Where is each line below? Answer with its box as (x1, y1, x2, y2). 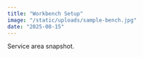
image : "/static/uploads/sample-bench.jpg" (7, 17, 137, 24)
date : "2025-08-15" (7, 23, 65, 30)
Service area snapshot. (7, 42, 75, 51)
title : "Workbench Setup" (7, 10, 83, 17)
